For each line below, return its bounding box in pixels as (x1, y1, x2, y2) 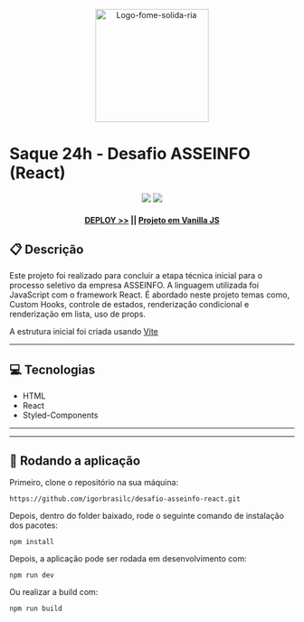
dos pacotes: (9, 520, 59, 531)
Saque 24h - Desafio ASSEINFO (9, 144, 251, 165)
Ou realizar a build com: (9, 586, 99, 597)
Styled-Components (22, 410, 99, 420)
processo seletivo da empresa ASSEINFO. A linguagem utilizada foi (9, 280, 260, 291)
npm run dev (9, 570, 54, 580)
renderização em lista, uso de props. (9, 308, 147, 320)
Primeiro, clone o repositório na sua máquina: (9, 476, 179, 487)
